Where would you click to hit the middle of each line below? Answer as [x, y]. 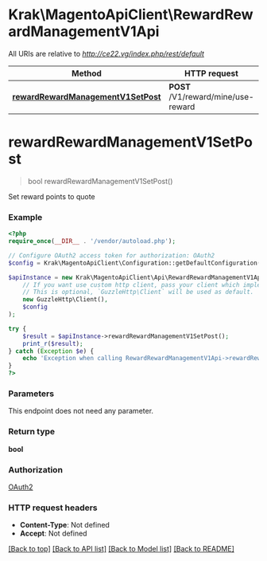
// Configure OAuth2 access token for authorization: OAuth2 [112, 255]
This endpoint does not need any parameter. [81, 411]
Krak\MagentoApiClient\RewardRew [131, 15]
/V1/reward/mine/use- [211, 96]
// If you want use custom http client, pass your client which [131, 284]
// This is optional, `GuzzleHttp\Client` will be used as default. [138, 292]
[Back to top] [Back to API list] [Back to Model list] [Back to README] [121, 549]
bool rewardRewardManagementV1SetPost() [100, 181]
